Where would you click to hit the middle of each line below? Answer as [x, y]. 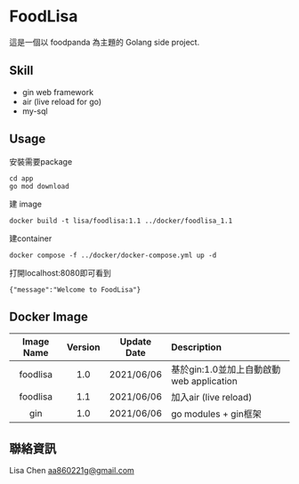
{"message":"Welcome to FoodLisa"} [75, 290]
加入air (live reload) [211, 398]
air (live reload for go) [62, 101]
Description [196, 347]
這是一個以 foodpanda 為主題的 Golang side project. [105, 42]
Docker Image [49, 316]
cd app [21, 178]
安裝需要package [41, 161]
